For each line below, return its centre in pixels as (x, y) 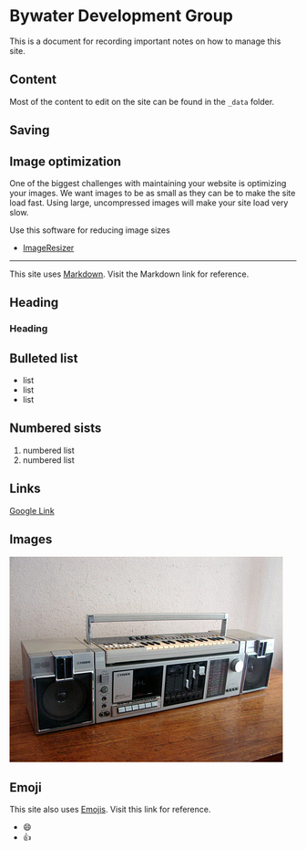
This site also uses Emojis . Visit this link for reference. (110, 810)
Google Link (32, 510)
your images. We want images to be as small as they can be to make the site (153, 193)
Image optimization (65, 161)
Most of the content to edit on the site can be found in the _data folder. (142, 101)
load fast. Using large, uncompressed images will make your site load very (149, 203)
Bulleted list (44, 358)
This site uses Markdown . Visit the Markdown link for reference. (129, 274)
